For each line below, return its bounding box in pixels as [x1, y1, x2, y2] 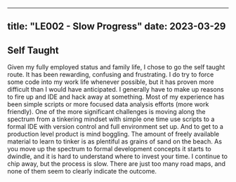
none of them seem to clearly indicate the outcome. [7, 167, 157, 176]
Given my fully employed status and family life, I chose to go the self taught [7, 63, 225, 71]
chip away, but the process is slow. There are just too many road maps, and [7, 160, 226, 168]
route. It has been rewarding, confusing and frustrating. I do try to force [7, 71, 214, 79]
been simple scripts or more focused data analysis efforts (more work [7, 100, 209, 108]
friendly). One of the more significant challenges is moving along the [7, 108, 206, 116]
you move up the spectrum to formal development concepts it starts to [7, 145, 212, 153]
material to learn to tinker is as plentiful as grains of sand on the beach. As [7, 137, 223, 146]
